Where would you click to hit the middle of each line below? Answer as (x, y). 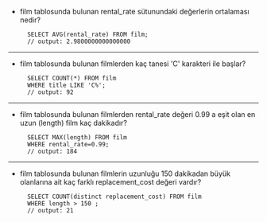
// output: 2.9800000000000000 (79, 41)
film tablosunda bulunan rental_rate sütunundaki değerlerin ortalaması (134, 12)
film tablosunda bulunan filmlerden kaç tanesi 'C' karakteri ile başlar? (133, 64)
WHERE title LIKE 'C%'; (66, 85)
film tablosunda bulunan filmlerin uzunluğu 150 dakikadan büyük (125, 173)
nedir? (30, 20)
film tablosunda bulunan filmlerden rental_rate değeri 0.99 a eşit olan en (137, 114)
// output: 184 (52, 151)
